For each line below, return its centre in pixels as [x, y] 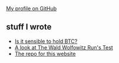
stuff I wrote [29, 27]
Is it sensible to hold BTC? [46, 41]
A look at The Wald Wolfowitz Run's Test [64, 47]
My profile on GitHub [32, 9]
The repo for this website [45, 54]
